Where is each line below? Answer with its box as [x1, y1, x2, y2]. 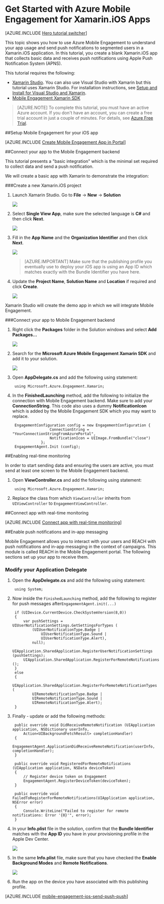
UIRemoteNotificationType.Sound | [32, 696, 103, 701]
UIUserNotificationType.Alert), [41, 636, 107, 641]
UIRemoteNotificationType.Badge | [32, 692, 103, 697]
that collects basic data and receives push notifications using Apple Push [5, 55, 153, 61]
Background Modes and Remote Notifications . [12, 860, 109, 866]
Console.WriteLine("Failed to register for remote [23, 808, 129, 814]
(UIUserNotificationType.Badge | [32, 627, 100, 632]
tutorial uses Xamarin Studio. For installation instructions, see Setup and [12, 84, 158, 90]
